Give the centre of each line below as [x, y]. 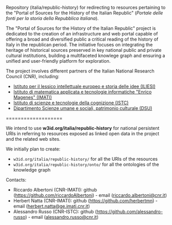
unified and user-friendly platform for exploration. [58, 61]
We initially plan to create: [33, 149]
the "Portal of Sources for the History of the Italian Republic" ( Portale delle [84, 13]
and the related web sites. [33, 139]
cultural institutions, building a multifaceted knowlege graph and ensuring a [85, 55]
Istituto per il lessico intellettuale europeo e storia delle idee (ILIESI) [84, 86]
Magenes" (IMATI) [33, 97]
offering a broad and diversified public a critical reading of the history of [82, 39]
